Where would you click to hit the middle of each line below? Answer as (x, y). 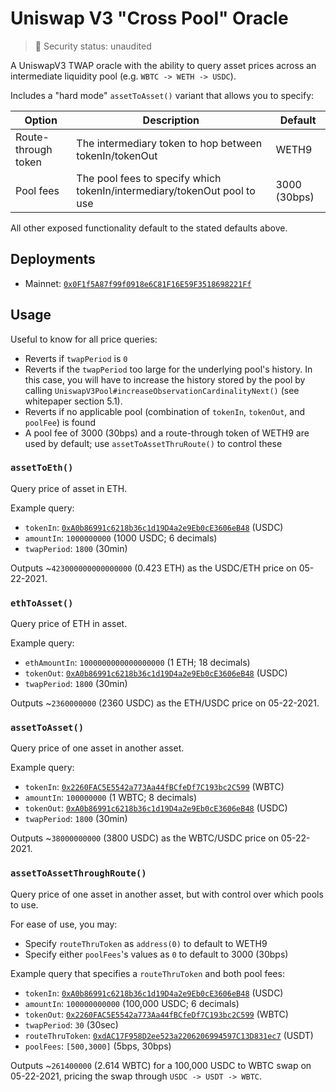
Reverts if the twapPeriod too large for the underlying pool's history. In (168, 369)
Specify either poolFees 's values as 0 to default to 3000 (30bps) (156, 954)
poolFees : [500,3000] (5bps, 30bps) (98, 1046)
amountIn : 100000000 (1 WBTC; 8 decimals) (111, 798)
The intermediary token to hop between (169, 143)
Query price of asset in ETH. (69, 488)
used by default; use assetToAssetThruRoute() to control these (153, 443)
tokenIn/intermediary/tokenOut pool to (166, 190)
